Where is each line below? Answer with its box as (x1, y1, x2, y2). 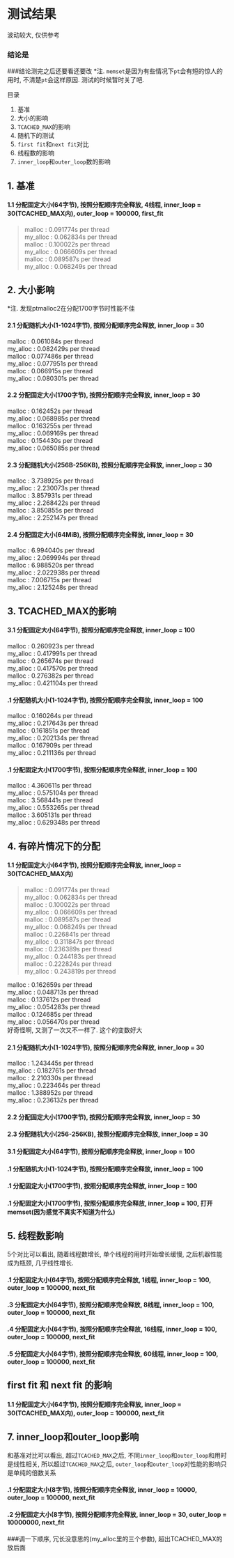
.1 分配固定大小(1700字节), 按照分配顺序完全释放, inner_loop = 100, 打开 (7, 1199, 213, 1207)
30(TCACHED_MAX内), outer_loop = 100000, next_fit (7, 1408, 165, 1417)
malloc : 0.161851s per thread (7, 726, 91, 735)
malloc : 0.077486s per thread (7, 352, 94, 360)
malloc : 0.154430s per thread (7, 437, 93, 445)
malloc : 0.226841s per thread (24, 930, 111, 939)
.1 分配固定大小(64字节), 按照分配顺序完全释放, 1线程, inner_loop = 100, (7, 1276, 211, 1284)
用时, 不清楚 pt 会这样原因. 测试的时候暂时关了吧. (7, 76, 145, 84)
